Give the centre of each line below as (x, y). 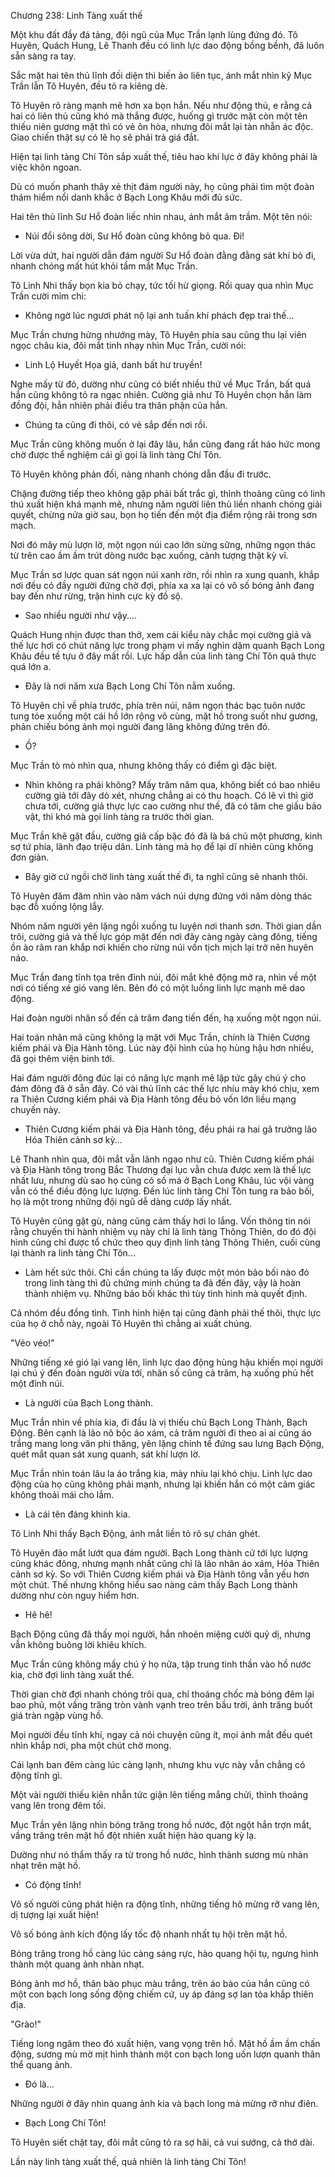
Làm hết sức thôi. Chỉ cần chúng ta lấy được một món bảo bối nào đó (167, 1272)
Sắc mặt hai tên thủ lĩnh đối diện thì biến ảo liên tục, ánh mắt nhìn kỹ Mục (161, 75)
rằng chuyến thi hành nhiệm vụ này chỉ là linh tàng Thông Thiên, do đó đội (163, 1231)
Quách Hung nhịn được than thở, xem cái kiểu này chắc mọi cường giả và (161, 634)
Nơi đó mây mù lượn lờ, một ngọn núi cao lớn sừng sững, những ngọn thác (163, 544)
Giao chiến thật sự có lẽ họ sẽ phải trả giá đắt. (105, 137)
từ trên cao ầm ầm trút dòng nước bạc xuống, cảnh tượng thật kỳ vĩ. (149, 555)
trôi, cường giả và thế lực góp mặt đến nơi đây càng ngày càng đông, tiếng (164, 936)
